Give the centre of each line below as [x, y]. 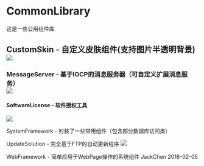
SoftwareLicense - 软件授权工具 [47, 105]
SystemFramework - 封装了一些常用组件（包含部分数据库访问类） [89, 131]
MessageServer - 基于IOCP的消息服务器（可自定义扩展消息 [94, 75]
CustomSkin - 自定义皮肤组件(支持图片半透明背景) [101, 50]
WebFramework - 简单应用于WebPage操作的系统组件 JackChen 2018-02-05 [102, 157]
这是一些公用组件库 [30, 28]
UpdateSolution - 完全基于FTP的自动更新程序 [63, 144]
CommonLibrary [48, 11]
